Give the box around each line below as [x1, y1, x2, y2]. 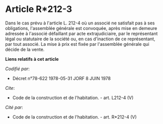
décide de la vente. [5, 46, 45, 52]
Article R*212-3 [5, 3, 72, 15]
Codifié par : [5, 66, 30, 72]
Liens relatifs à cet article [5, 56, 59, 62]
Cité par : [5, 104, 23, 110]
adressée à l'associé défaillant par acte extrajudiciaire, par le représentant [5, 30, 158, 36]
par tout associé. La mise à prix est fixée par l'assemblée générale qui [5, 41, 149, 47]
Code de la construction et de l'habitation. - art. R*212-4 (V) [12, 114, 137, 120]
